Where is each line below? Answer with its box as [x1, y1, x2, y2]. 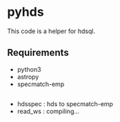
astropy [17, 72, 39, 81]
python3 [17, 65, 41, 73]
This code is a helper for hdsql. [7, 27, 95, 35]
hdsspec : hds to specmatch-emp [17, 100, 114, 108]
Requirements [7, 47, 69, 59]
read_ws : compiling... [17, 108, 80, 116]
